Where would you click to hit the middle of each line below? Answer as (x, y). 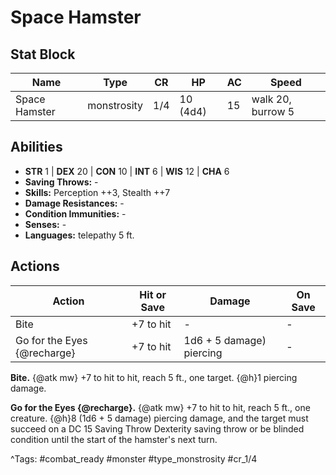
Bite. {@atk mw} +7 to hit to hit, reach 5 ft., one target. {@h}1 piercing (154, 377)
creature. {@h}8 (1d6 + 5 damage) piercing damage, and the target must (159, 418)
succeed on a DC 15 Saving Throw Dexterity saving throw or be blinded (157, 428)
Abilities (36, 147)
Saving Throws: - (61, 182)
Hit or (153, 294)
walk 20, (271, 99)
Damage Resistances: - (74, 203)
